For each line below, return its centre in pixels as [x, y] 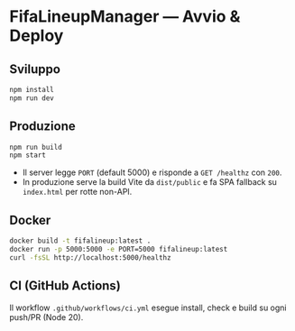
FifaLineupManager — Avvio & [125, 17]
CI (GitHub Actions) [65, 286]
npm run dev [32, 98]
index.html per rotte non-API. [77, 192]
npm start [28, 155]
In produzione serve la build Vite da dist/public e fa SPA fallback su [150, 182]
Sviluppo [35, 69]
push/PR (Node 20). [46, 317]
